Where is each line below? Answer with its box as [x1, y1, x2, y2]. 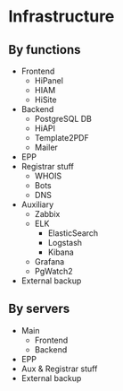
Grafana [34, 256, 65, 266]
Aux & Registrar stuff [20, 363, 98, 374]
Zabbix [34, 209, 61, 219]
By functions [8, 42, 81, 57]
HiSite [34, 94, 57, 105]
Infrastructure [8, 6, 115, 27]
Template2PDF [34, 133, 90, 143]
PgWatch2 [34, 266, 73, 276]
